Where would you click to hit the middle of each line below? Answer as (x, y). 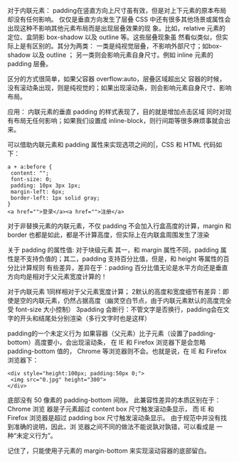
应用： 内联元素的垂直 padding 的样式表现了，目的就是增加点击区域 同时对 (116, 112)
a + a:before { (30, 167)
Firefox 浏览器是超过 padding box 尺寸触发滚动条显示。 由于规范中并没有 (114, 418)
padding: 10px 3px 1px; (46, 186)
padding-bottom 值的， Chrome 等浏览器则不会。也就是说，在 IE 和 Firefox (117, 351)
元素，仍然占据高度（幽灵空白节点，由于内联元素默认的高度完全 (138, 300)
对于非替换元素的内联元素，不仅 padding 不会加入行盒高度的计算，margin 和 (119, 226)
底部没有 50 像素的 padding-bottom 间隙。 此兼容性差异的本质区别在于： (114, 400)
